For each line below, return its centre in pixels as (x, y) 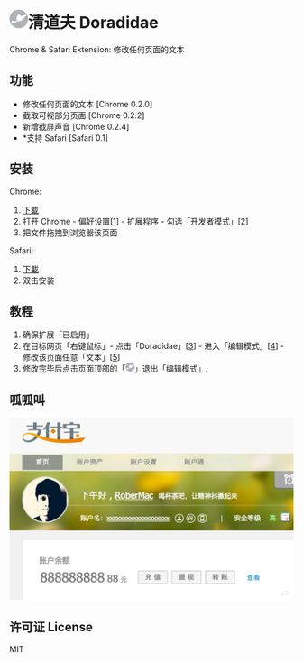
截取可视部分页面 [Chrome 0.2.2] (83, 115)
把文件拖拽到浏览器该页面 (70, 232)
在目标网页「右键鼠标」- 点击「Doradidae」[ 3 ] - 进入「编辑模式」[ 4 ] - (153, 346)
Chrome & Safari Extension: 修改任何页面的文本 (97, 49)
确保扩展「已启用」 (58, 335)
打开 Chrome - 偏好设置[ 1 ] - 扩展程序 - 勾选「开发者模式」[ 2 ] (135, 221)
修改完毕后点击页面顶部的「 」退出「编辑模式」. (115, 369)
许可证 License (51, 627)
